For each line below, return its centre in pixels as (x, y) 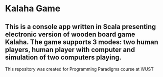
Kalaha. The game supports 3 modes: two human (82, 42)
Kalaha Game (33, 9)
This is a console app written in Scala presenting (81, 27)
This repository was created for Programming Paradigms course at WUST (80, 69)
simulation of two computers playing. (63, 57)
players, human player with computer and (70, 50)
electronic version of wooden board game (70, 34)
